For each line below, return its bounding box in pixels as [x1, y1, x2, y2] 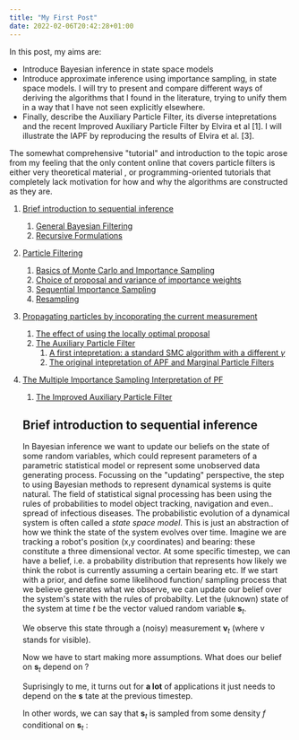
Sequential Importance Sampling [35, 283, 157, 294]
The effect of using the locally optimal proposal [35, 328, 210, 339]
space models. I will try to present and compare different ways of [21, 83, 263, 93]
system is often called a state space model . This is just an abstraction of [21, 518, 289, 528]
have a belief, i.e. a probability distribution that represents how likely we [21, 555, 287, 566]
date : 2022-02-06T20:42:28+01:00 [9, 22, 134, 30]
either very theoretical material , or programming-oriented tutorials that [9, 167, 271, 178]
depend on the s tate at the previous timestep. [21, 690, 193, 701]
